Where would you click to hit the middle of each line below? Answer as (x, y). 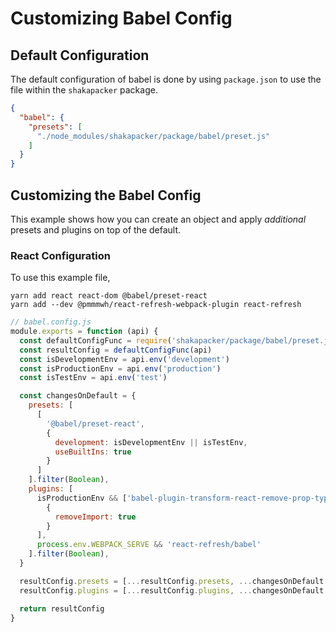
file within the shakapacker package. (84, 90)
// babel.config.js (51, 322)
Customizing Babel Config (121, 18)
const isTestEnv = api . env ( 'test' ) (93, 378)
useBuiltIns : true (93, 452)
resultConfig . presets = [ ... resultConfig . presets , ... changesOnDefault (172, 581)
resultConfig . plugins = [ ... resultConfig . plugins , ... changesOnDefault (172, 590)
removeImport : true (95, 517)
